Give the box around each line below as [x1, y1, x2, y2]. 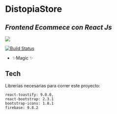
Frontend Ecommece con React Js [5, 23, 112, 32]
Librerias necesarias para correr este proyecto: [5, 82, 101, 88]
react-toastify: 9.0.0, [5, 92, 54, 97]
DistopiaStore [5, 3, 62, 15]
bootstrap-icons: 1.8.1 [5, 101, 54, 106]
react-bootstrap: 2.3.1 [5, 96, 54, 102]
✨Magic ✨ [12, 55, 33, 61]
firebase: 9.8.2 [5, 105, 38, 110]
